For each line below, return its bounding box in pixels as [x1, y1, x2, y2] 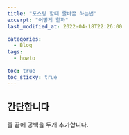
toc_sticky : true [7, 73, 58, 80]
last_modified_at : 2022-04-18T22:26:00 [7, 23, 123, 30]
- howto [13, 55, 36, 62]
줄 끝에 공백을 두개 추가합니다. [7, 120, 89, 129]
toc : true [7, 67, 36, 74]
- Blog [13, 42, 33, 49]
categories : [7, 35, 42, 42]
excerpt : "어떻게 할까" [7, 17, 69, 24]
